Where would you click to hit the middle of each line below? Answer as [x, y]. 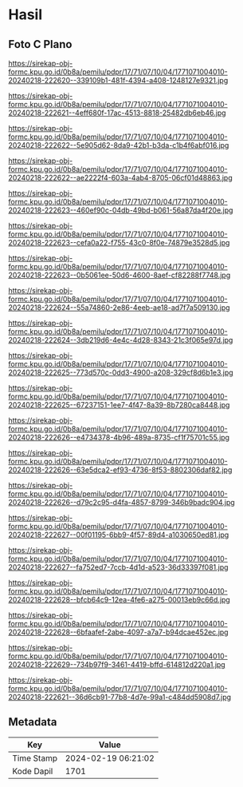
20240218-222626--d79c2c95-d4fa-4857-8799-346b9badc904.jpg [121, 502]
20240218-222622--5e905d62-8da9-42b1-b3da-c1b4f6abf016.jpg [119, 145]
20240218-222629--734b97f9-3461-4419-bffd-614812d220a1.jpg [117, 664]
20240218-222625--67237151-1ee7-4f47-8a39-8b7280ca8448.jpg [119, 405]
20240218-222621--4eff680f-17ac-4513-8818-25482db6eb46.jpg [117, 113]
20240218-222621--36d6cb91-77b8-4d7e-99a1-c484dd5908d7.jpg [120, 697]
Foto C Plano [40, 44]
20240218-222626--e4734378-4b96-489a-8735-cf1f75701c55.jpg [119, 437]
